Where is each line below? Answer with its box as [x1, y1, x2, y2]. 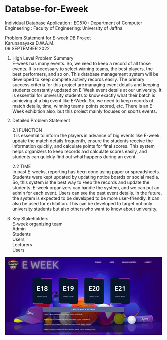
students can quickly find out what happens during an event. [12, 153, 137, 160]
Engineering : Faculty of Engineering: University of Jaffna [5, 25, 123, 31]
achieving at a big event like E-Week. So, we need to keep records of [12, 97, 154, 103]
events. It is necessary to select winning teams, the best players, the [12, 66, 153, 72]
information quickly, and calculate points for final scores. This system [12, 143, 155, 149]
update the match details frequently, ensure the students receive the [12, 138, 153, 144]
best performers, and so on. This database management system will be [12, 71, 159, 77]
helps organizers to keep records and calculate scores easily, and [12, 148, 147, 154]
